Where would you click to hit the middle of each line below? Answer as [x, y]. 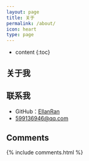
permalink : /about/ [31, 23]
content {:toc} [33, 52]
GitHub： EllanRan [37, 111]
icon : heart [21, 29]
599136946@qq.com [42, 118]
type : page [20, 35]
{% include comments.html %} [45, 152]
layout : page [23, 12]
